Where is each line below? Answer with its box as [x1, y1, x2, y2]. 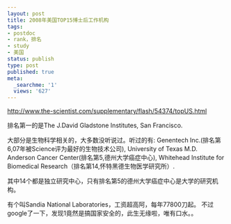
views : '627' [13, 88, 51, 95]
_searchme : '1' [13, 81, 58, 88]
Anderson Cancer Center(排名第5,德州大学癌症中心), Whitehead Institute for [7, 154, 225, 162]
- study [7, 42, 30, 49]
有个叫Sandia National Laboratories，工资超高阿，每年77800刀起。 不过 [7, 200, 214, 209]
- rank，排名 [7, 36, 42, 43]
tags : [7, 23, 23, 30]
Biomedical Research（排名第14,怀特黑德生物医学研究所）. [7, 162, 175, 170]
